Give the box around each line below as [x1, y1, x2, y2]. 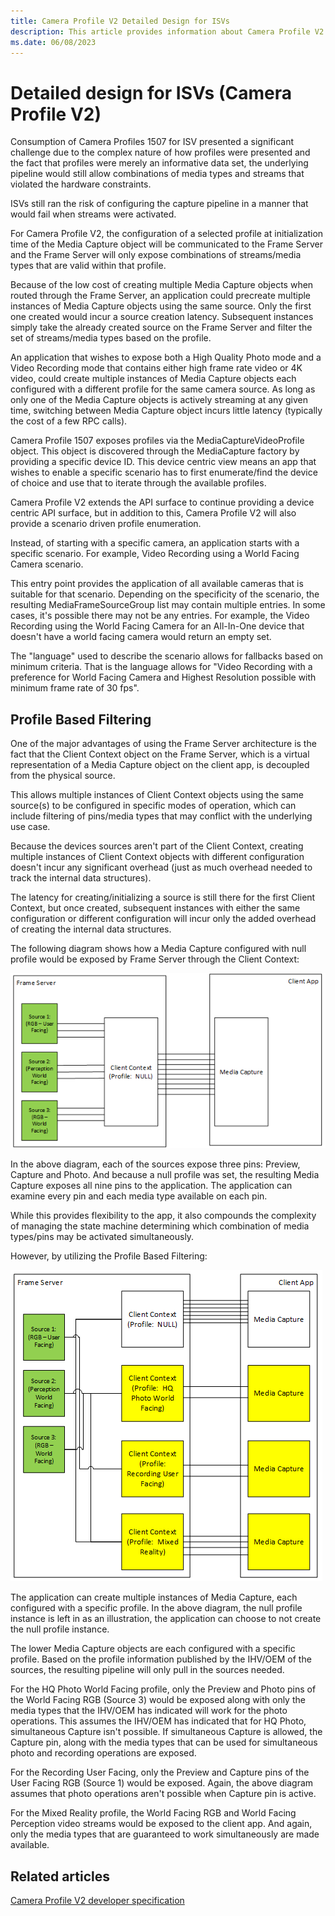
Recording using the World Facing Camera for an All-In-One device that [10, 620, 305, 632]
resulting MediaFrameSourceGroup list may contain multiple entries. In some [10, 599, 326, 611]
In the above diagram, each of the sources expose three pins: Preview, [10, 1158, 301, 1170]
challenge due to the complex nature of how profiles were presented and [10, 146, 311, 159]
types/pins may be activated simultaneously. [10, 1231, 195, 1243]
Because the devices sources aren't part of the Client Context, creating [10, 840, 304, 852]
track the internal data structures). [10, 872, 152, 884]
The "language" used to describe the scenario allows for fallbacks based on [10, 650, 324, 662]
